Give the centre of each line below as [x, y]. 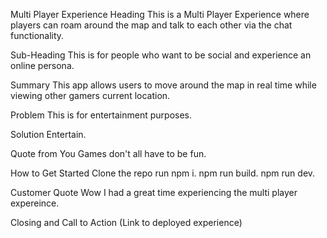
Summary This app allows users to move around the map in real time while [163, 85]
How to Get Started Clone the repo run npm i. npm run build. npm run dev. [163, 173]
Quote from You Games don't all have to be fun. [108, 153]
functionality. [37, 35]
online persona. [42, 65]
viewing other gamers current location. [90, 95]
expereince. [35, 203]
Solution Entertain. [48, 134]
